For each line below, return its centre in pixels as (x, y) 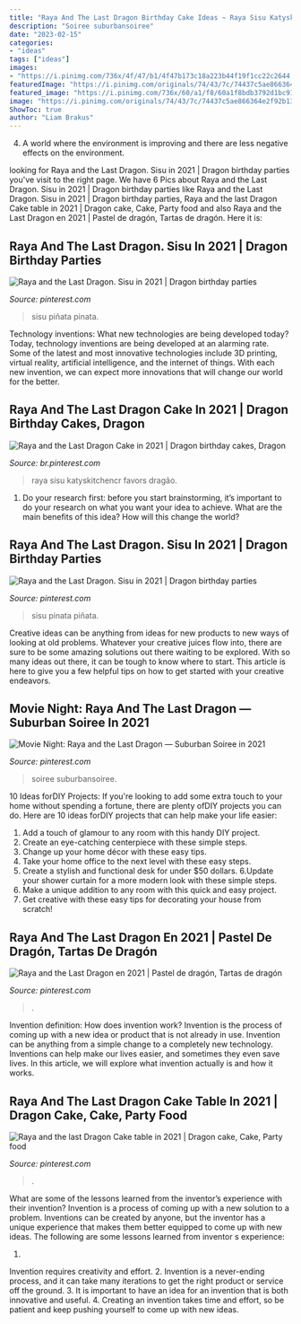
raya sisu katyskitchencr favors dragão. (104, 480)
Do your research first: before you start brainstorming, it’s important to (152, 497)
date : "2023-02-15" (46, 34)
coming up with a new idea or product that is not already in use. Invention (145, 1035)
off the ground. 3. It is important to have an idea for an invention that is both (149, 1290)
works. (22, 1073)
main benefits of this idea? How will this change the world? (131, 516)
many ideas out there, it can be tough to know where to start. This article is (148, 662)
